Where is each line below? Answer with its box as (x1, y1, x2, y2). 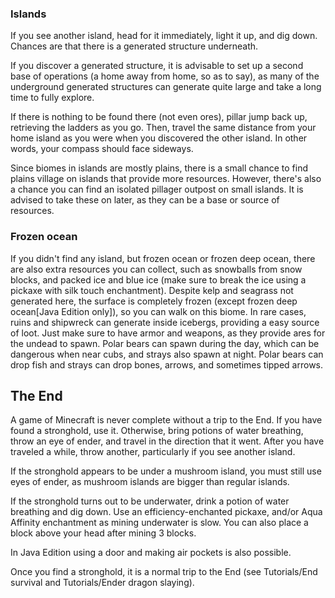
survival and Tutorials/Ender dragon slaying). (10, 577, 195, 589)
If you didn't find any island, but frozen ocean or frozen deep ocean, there (10, 252, 316, 264)
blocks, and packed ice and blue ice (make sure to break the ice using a (10, 273, 307, 286)
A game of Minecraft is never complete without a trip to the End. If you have (10, 414, 323, 426)
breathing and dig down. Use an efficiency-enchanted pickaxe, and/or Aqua (10, 506, 323, 518)
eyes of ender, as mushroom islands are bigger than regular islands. (10, 476, 290, 488)
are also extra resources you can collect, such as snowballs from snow (10, 263, 303, 275)
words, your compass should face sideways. (10, 143, 194, 155)
